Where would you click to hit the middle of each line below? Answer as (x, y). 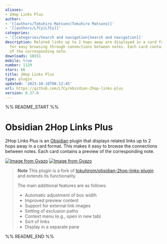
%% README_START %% (32, 107)
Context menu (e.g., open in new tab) (63, 216)
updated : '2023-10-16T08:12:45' (39, 83)
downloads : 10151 (23, 56)
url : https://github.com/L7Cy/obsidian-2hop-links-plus (64, 88)
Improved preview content (51, 201)
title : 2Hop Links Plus (30, 75)
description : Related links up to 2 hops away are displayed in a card (81, 42)
